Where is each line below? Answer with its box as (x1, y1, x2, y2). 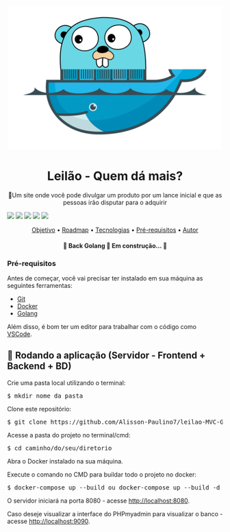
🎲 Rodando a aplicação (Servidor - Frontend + (7, 350, 206, 361)
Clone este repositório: (7, 404, 72, 413)
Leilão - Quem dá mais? (47, 169, 183, 184)
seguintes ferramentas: (7, 282, 73, 289)
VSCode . (7, 330, 33, 338)
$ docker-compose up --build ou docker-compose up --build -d (7, 483, 220, 492)
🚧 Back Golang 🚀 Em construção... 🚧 (62, 241, 168, 250)
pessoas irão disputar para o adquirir (62, 198, 168, 207)
